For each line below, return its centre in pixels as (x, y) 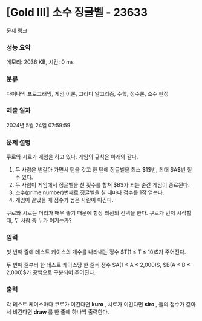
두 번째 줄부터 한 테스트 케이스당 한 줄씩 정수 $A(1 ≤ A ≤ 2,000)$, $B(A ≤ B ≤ (98, 265)
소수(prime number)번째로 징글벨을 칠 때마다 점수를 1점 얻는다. (90, 192)
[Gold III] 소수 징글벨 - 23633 (77, 12)
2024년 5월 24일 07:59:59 (38, 125)
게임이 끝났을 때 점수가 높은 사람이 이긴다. (64, 200)
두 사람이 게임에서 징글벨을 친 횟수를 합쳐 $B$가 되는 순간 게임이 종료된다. (102, 185)
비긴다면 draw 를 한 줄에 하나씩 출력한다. (61, 312)
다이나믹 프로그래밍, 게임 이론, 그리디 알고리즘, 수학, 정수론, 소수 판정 (88, 93)
